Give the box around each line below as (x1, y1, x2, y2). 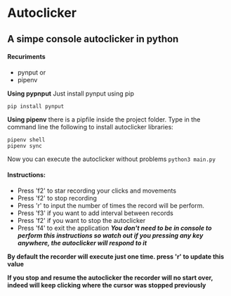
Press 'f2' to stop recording (17, 193, 97, 202)
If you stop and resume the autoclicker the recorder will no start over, (7, 273, 213, 282)
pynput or (17, 68, 46, 77)
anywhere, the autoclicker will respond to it (17, 238, 147, 247)
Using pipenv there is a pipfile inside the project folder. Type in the (7, 115, 201, 124)
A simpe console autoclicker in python (7, 33, 179, 45)
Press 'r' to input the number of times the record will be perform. (17, 201, 205, 210)
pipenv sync (7, 142, 42, 149)
